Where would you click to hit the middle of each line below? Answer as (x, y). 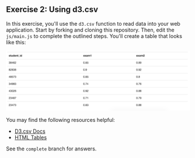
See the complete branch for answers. (51, 149)
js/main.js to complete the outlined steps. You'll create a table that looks (94, 36)
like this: (16, 42)
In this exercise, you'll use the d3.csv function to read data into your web (93, 23)
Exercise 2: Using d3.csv (52, 10)
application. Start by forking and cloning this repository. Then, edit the (90, 30)
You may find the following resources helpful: (60, 120)
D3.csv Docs (30, 131)
